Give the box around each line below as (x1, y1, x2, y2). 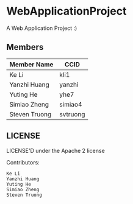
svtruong (59, 110, 85, 118)
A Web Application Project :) (6, 24, 77, 32)
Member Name (9, 60, 54, 68)
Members (6, 42, 44, 52)
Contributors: (6, 158, 40, 166)
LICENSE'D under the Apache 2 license (6, 147, 105, 154)
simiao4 (59, 100, 82, 108)
